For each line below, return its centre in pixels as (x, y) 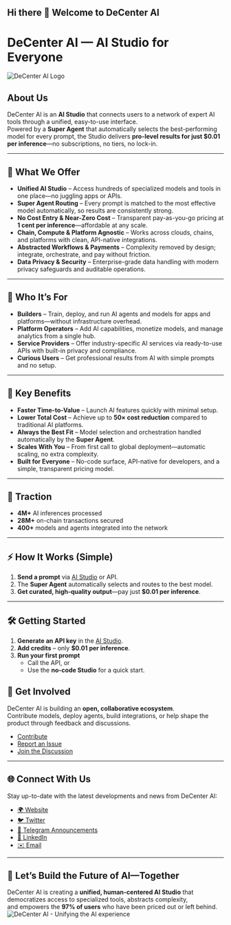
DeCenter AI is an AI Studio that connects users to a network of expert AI (111, 115)
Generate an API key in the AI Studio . (70, 641)
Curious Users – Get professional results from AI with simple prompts (115, 358)
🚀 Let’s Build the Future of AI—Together (93, 876)
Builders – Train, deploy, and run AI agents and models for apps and (114, 314)
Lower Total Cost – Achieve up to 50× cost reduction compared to (112, 417)
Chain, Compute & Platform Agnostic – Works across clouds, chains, (115, 232)
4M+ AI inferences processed (59, 513)
